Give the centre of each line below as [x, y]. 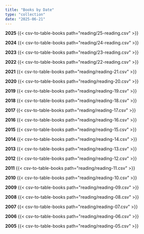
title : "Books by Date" [30, 10]
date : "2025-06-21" [25, 19]
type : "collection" [25, 14]
